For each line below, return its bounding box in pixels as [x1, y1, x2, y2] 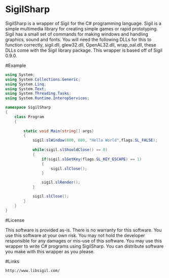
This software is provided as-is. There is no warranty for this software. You [5, 227, 162, 233]
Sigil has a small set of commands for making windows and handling [5, 31, 148, 37]
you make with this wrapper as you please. [5, 248, 95, 254]
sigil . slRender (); [41, 180, 81, 185]
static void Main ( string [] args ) [23, 128, 94, 134]
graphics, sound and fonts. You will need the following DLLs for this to [5, 36, 152, 43]
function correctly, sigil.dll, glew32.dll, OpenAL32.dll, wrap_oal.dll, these [5, 42, 156, 48]
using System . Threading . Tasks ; [5, 91, 72, 96]
